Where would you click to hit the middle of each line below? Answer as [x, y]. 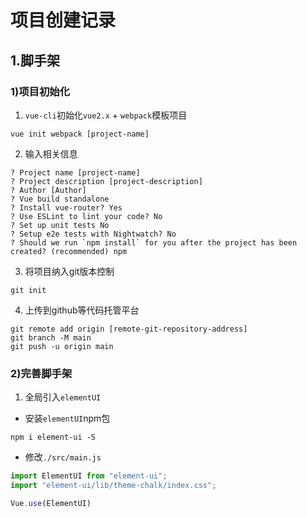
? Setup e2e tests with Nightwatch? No [93, 234]
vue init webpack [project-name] [80, 134]
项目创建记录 [63, 20]
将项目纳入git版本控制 [69, 271]
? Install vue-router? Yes [66, 207]
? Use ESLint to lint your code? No [86, 216]
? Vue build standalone [60, 199]
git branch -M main [51, 337]
